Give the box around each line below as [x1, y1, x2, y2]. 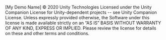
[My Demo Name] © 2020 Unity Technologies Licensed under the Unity [5, 4, 152, 10]
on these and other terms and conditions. [5, 31, 90, 36]
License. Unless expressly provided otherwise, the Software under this [5, 15, 150, 20]
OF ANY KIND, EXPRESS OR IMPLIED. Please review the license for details [5, 25, 157, 31]
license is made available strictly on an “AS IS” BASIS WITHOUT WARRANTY [5, 20, 162, 26]
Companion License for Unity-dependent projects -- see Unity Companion [5, 9, 157, 15]
